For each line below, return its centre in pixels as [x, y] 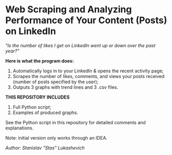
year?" [12, 51]
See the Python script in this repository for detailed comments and [76, 122]
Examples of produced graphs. [45, 112]
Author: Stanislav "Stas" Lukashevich [45, 148]
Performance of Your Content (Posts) [86, 20]
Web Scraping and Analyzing [69, 9]
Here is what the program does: [40, 61]
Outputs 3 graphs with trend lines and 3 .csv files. [65, 87]
